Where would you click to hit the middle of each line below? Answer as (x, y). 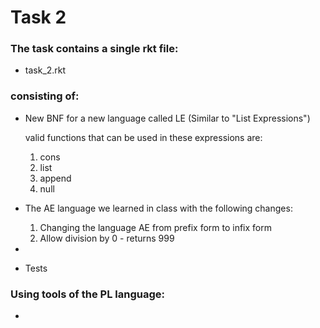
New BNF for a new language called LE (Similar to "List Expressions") (167, 118)
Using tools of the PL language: (87, 294)
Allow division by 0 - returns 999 (107, 238)
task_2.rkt (45, 70)
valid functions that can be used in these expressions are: (143, 137)
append (55, 178)
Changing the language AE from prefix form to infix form (156, 227)
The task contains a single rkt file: (94, 49)
